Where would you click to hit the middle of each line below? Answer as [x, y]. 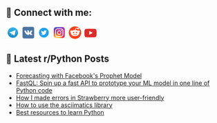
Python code [34, 90]
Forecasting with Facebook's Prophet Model [79, 75]
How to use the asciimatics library [64, 105]
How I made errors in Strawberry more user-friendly [90, 97]
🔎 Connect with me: [49, 13]
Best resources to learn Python [60, 112]
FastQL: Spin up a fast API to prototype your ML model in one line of [113, 83]
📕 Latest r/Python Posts [58, 59]
